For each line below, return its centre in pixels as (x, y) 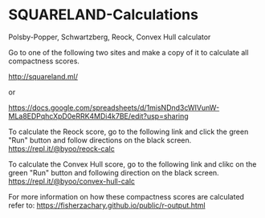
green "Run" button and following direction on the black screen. (114, 172)
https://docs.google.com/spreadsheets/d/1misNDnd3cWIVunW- (114, 107)
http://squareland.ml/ (43, 76)
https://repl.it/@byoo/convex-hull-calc (71, 181)
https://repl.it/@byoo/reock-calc (61, 148)
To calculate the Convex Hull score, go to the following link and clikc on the (132, 164)
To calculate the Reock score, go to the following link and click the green (128, 131)
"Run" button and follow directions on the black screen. (100, 140)
